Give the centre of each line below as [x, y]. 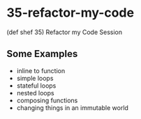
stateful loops [36, 86]
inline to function [41, 70]
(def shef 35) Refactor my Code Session [65, 32]
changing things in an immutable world [72, 108]
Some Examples [42, 54]
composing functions [47, 100]
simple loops [35, 78]
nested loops [35, 93]
